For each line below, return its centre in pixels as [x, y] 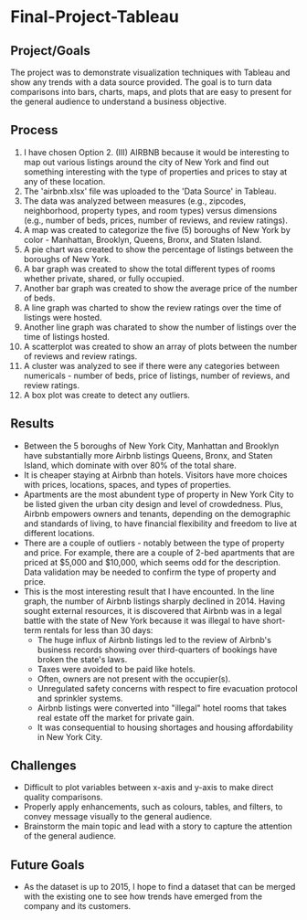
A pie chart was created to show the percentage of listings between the [159, 249]
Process [34, 130]
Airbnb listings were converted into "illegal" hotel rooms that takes [162, 708]
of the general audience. [70, 836]
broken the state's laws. [82, 659]
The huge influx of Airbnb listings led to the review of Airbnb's [154, 640]
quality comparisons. [63, 798]
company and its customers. [77, 906]
